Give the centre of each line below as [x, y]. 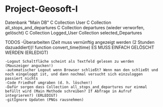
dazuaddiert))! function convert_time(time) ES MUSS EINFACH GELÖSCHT [80, 47]
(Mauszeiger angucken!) [29, 66]
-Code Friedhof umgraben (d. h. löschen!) [49, 83]
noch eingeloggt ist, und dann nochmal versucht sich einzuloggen [74, 74]
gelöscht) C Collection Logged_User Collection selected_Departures [74, 33]
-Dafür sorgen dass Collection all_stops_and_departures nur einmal [76, 87]
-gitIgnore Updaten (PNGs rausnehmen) [44, 100]
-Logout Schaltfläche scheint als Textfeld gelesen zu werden [70, 61]
